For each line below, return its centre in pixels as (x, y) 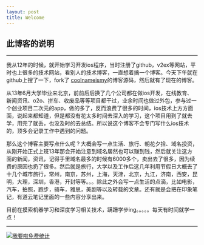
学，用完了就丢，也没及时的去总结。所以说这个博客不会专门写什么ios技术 (98, 123)
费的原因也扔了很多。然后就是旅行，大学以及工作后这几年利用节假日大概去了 (102, 167)
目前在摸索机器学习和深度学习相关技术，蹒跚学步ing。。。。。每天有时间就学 (98, 210)
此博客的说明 (30, 43)
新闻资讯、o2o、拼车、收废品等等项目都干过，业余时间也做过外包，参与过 (99, 101)
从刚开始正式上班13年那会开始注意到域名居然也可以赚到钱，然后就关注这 (97, 152)
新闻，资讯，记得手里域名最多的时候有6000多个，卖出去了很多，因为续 (106, 159)
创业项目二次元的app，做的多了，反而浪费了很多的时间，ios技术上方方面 (102, 108)
